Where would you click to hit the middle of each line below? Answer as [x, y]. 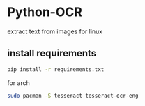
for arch [18, 83]
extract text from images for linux [55, 31]
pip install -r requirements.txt [56, 69]
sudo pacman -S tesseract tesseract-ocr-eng [73, 96]
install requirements [52, 53]
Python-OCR [45, 12]
